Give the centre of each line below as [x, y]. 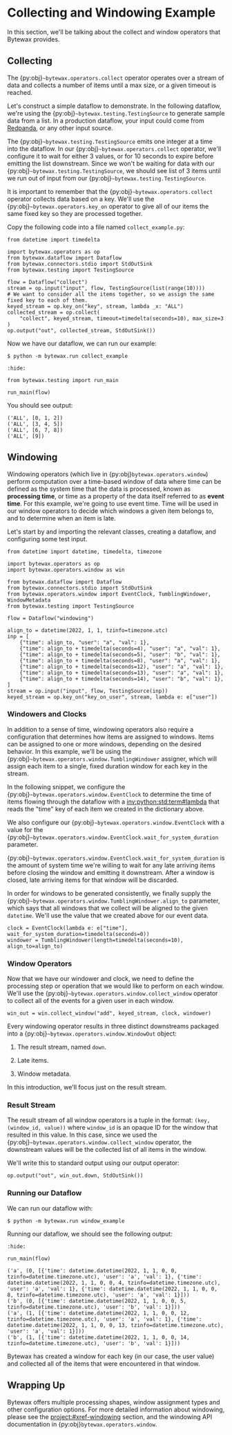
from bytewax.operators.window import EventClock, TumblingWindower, [109, 594]
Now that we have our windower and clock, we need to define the [101, 979]
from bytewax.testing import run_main [63, 380]
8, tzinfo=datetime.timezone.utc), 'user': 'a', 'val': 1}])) [98, 1295]
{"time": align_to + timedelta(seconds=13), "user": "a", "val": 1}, [122, 673]
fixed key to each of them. [48, 300]
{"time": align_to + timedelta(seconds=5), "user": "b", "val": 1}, [120, 655]
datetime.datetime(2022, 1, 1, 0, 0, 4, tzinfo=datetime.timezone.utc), [114, 1283]
